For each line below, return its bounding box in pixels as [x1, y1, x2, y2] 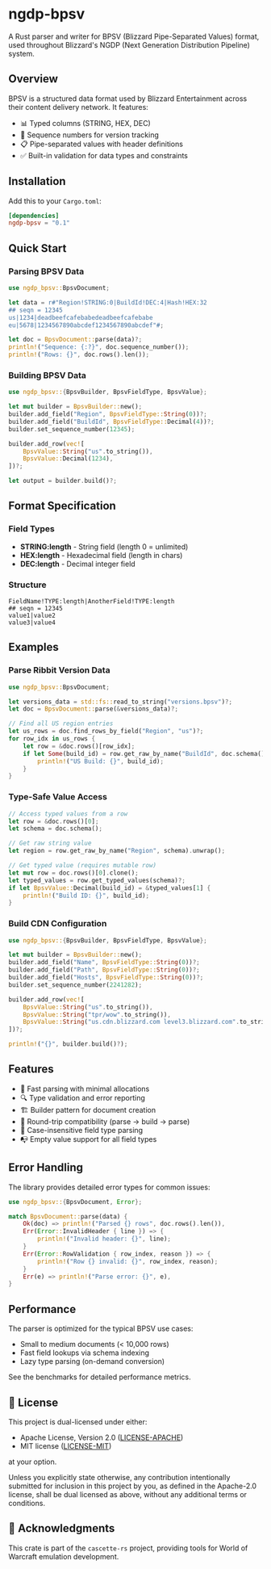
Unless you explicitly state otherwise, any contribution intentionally [8, 1472, 231, 1482]
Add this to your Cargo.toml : [8, 195, 102, 206]
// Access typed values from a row [8, 809, 128, 818]
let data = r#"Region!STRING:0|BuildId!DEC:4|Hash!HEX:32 [8, 298, 207, 307]
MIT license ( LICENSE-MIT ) [19, 1441, 112, 1450]
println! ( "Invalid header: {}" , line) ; [37, 1235, 172, 1244]
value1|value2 [8, 611, 56, 620]
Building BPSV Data [8, 369, 87, 380]
